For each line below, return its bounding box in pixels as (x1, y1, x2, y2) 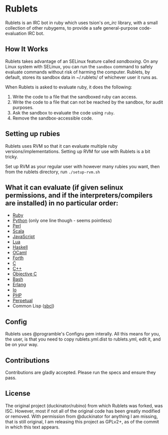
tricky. (5, 154, 19, 160)
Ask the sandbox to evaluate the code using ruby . (12, 110, 115, 116)
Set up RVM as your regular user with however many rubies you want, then (5, 163, 160, 169)
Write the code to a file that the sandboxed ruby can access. (12, 93, 137, 99)
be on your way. (5, 342, 39, 348)
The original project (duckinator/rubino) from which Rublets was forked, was (5, 402, 163, 408)
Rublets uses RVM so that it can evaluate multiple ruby (5, 143, 118, 149)
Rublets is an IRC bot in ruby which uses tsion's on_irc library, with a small (5, 20, 158, 26)
